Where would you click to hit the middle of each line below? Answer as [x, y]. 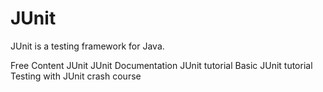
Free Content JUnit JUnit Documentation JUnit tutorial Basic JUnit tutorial [161, 65]
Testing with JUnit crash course [76, 76]
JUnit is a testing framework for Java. [87, 46]
